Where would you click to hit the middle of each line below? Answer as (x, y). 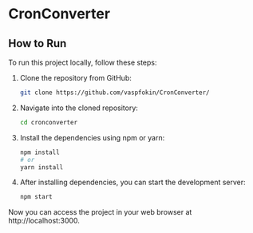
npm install (40, 152)
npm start (36, 197)
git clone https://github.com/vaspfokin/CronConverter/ (115, 93)
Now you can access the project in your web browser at (100, 212)
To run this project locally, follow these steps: (83, 62)
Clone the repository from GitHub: (75, 78)
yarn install (42, 167)
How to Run (38, 43)
